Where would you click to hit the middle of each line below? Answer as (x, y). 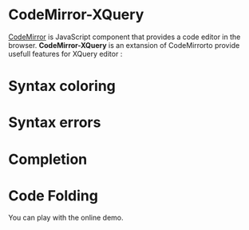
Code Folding (53, 195)
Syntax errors (55, 123)
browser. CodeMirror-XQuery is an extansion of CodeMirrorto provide (124, 45)
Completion (48, 159)
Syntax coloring (62, 86)
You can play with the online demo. (66, 218)
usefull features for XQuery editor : (65, 54)
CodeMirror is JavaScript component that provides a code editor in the (125, 37)
